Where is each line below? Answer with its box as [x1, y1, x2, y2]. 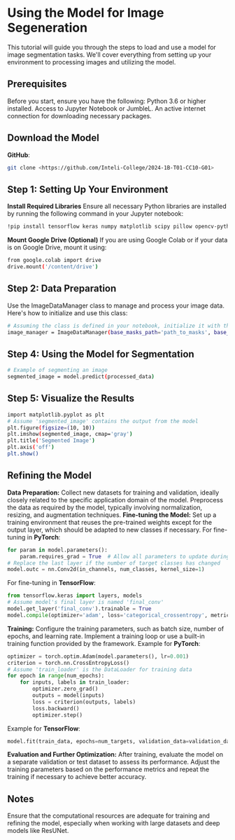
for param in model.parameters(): [7, 546, 108, 553]
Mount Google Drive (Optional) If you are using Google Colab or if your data [7, 236, 228, 245]
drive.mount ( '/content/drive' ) [7, 263, 99, 270]
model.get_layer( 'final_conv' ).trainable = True [7, 605, 152, 612]
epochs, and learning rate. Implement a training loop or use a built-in [7, 632, 205, 640]
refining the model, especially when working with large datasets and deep [7, 819, 220, 827]
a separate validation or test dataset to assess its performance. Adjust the [7, 758, 220, 766]
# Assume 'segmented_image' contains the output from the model [7, 418, 199, 425]
